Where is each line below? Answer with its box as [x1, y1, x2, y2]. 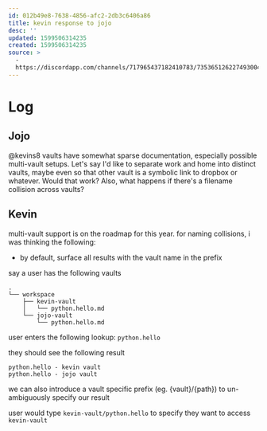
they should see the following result [8, 347, 126, 357]
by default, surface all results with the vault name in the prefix [19, 253, 222, 262]
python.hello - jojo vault [8, 370, 98, 378]
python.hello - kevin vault [8, 363, 102, 371]
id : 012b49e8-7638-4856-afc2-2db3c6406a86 [8, 11, 151, 20]
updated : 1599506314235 [8, 33, 87, 42]
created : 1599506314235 [8, 41, 87, 49]
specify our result [52, 392, 110, 402]
